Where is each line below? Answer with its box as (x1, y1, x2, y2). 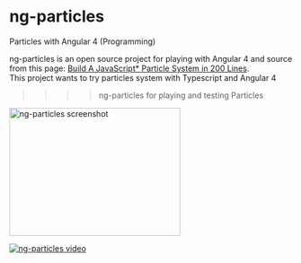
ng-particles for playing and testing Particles (98, 90, 264, 101)
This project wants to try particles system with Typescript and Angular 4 (9, 72, 277, 83)
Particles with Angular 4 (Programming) (9, 36, 156, 47)
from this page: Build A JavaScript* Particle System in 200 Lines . (9, 63, 250, 74)
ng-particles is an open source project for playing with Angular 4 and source (9, 53, 293, 64)
